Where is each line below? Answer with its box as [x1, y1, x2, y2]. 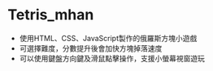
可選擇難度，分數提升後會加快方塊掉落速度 [19, 43, 163, 53]
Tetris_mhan [7, 6, 94, 24]
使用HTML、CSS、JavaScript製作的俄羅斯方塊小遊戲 [19, 33, 198, 43]
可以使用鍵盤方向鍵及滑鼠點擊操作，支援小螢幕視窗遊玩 [19, 53, 205, 63]
